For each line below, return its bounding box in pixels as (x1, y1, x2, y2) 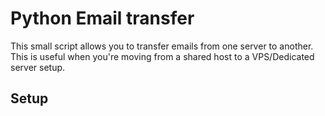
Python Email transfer (10, 7, 195, 30)
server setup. (10, 61, 66, 73)
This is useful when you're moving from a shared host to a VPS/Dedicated (10, 50, 315, 62)
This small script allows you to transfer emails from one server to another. (10, 40, 314, 52)
